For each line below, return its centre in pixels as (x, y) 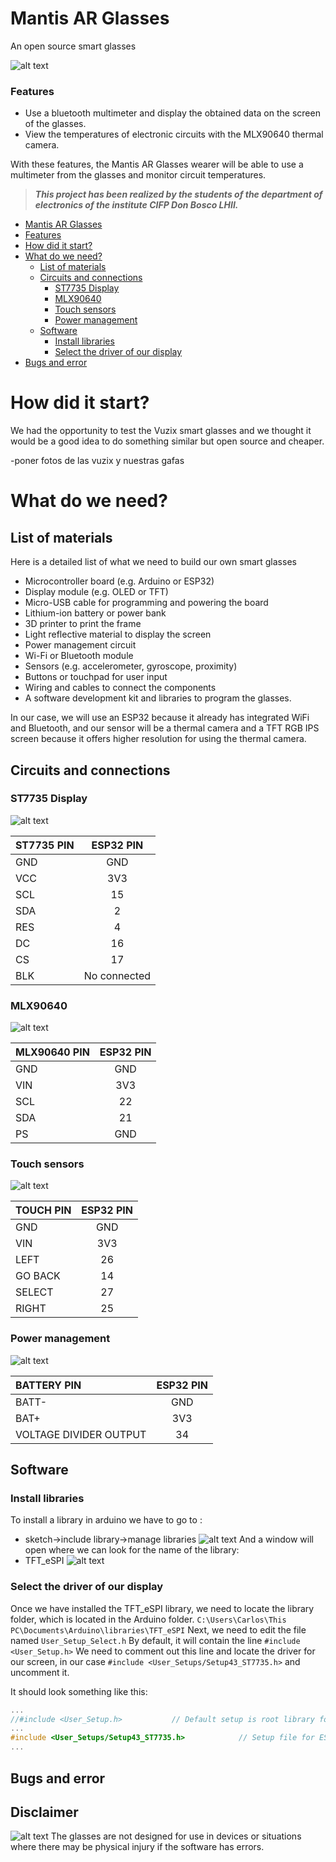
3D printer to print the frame (83, 624)
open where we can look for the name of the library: (132, 1550)
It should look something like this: (79, 1691)
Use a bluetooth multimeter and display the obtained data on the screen (172, 113)
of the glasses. (55, 124)
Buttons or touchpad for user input (96, 677)
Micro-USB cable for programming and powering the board (146, 603)
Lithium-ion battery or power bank (95, 613)
